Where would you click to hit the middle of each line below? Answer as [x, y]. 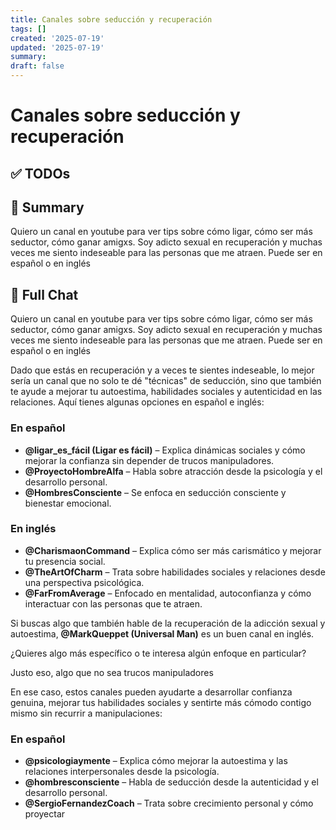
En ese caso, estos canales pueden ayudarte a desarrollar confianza [151, 692]
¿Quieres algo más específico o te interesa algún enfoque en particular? [158, 653]
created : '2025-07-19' [57, 38]
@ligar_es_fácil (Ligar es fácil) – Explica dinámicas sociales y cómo [165, 450]
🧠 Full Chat [44, 294]
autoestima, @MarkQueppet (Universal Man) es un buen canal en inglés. [162, 633]
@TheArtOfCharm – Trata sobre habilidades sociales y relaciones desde [175, 572]
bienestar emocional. [68, 503]
